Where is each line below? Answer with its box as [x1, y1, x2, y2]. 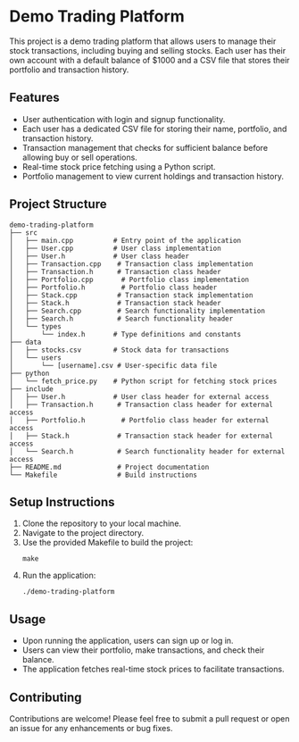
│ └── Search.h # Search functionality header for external [9, 446, 286, 456]
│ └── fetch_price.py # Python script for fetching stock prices [9, 377, 278, 386]
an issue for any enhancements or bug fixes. [9, 723, 173, 733]
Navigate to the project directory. [21, 528, 145, 538]
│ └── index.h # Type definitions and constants [9, 329, 242, 338]
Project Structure [9, 196, 107, 212]
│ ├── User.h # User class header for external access [9, 392, 270, 401]
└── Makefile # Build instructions [9, 471, 198, 479]
